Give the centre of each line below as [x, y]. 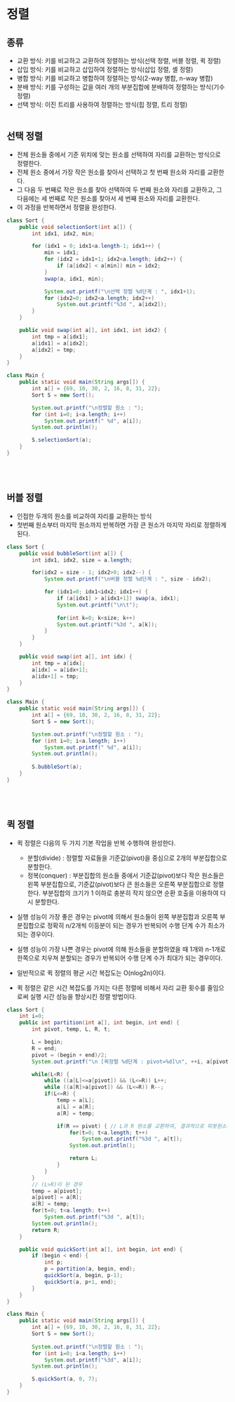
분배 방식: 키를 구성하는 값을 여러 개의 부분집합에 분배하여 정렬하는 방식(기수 [121, 87]
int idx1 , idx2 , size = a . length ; [82, 560]
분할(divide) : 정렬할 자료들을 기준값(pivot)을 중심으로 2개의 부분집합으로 [127, 858]
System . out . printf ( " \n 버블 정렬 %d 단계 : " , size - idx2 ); [128, 579]
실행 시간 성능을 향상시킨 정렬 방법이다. [83, 996]
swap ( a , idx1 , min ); [74, 279]
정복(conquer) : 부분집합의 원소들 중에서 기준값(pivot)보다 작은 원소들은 [126, 875]
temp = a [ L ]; [76, 1100]
